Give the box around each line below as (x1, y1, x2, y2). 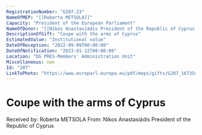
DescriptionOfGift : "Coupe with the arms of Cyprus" (6, 31, 141, 37)
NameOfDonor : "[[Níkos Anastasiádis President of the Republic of (6, 25, 176, 32)
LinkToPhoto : (6, 70, 39, 76)
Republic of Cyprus (6, 122, 54, 130)
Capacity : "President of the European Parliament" (6, 20, 136, 26)
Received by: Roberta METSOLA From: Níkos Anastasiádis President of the (6, 116, 191, 123)
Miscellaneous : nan (6, 59, 55, 65)
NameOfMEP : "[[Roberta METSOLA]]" (6, 14, 93, 20)
